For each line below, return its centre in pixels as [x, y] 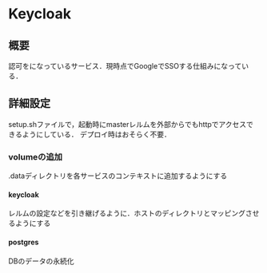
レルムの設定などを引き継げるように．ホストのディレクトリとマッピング [127, 213]
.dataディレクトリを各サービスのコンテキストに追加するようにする [118, 176]
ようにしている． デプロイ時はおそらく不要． [97, 134]
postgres [24, 242]
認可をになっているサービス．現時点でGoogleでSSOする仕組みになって [125, 66]
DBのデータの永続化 [41, 261]
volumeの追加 [35, 156]
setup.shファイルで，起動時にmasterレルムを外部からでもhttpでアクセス [128, 124]
